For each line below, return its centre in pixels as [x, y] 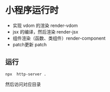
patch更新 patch [30, 44]
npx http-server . [26, 74]
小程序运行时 [32, 10]
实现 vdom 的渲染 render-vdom [45, 25]
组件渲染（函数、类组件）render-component [59, 38]
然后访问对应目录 [23, 84]
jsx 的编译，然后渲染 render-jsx [45, 32]
